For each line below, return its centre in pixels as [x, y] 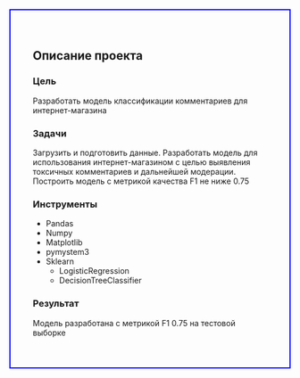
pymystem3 [67, 252]
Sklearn [60, 261]
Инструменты [65, 204]
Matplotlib [64, 242]
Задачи [50, 133]
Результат [56, 304]
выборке [49, 333]
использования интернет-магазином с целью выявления [142, 162]
